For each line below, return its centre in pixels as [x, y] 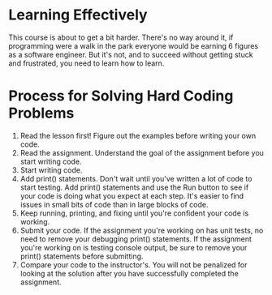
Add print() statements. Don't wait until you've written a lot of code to [136, 178]
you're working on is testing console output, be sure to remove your [134, 247]
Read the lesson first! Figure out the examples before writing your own [138, 135]
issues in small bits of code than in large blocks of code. [114, 204]
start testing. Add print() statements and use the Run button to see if [134, 187]
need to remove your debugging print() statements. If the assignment [136, 239]
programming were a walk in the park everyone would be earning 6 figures [134, 45]
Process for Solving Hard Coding [121, 96]
